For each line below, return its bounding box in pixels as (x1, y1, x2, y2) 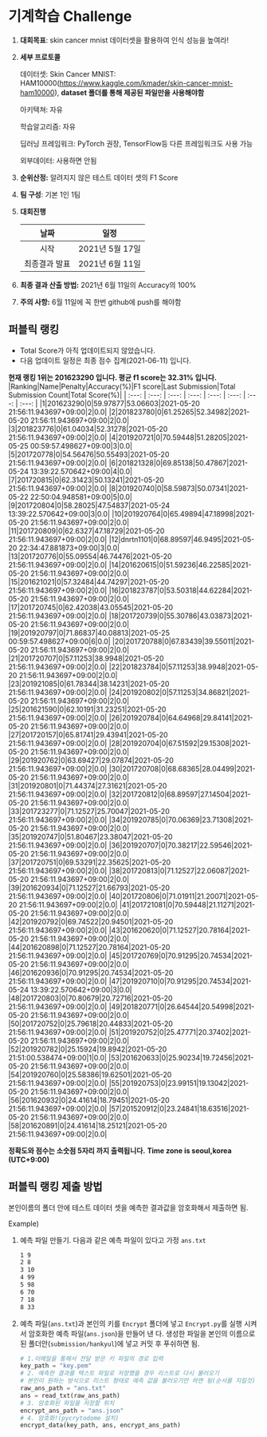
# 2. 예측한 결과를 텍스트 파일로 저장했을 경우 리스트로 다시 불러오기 (19, 1369, 220, 1378)
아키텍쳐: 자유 (19, 105, 64, 114)
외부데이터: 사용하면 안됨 (19, 155, 97, 165)
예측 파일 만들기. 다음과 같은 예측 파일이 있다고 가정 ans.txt (19, 1235, 206, 1244)
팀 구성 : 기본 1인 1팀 (19, 190, 81, 199)
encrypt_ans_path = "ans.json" (19, 1407, 124, 1415)
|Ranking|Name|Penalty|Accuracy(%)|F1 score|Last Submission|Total (8, 381, 236, 391)
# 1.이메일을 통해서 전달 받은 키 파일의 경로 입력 (19, 1355, 163, 1363)
